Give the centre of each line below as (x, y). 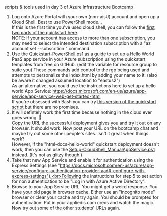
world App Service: (32, 91)
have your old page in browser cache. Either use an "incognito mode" (83, 192)
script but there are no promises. (45, 107)
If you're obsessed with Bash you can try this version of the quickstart (84, 102)
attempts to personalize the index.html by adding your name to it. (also (84, 75)
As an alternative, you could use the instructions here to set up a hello (84, 86)
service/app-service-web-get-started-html (56, 96)
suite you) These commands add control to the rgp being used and (81, 70)
